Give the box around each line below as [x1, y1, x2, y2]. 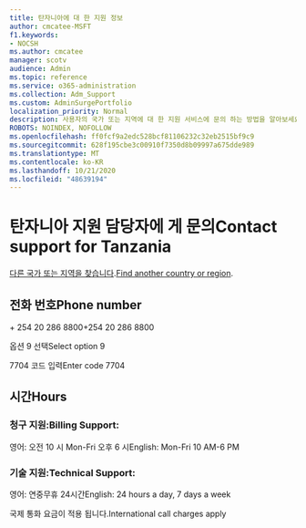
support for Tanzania [9, 236, 172, 257]
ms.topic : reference [9, 73, 88, 82]
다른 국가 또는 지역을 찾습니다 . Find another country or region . [9, 268, 234, 279]
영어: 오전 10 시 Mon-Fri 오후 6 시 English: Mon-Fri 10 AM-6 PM [9, 441, 240, 452]
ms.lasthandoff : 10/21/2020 [9, 166, 117, 175]
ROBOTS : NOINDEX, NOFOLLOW [9, 124, 112, 133]
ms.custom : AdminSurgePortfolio [9, 98, 132, 108]
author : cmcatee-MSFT [9, 22, 92, 31]
